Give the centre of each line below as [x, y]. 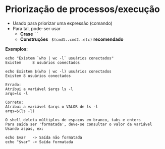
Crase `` [30, 34]
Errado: [13, 85]
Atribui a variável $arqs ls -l [39, 89]
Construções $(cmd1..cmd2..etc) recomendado [72, 39]
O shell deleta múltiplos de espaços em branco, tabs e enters [73, 120]
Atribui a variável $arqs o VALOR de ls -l [52, 107]
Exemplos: [17, 49]
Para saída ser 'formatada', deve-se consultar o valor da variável [79, 124]
